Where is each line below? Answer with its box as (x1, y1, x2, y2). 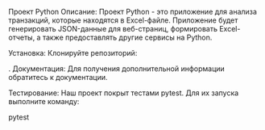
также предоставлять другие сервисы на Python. (42, 32, 213, 42)
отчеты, (8, 32, 35, 42)
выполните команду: (8, 97, 80, 106)
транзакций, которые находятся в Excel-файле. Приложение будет (8, 15, 238, 25)
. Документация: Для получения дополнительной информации (8, 64, 226, 73)
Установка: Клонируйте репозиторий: (8, 48, 138, 57)
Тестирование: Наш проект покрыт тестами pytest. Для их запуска (8, 88, 239, 98)
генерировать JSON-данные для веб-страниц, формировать (8, 24, 217, 33)
